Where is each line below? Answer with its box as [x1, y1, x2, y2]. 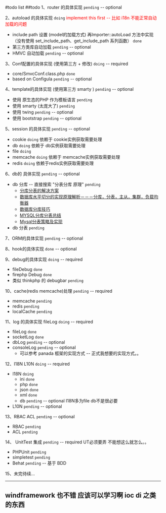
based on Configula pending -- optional [12, 76, 92, 82]
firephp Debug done [12, 272, 52, 277]
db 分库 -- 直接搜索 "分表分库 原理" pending [12, 182, 101, 187]
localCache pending [12, 309, 52, 314]
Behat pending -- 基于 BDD [12, 460, 67, 466]
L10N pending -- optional [12, 403, 62, 409]
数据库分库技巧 [19, 206, 50, 212]
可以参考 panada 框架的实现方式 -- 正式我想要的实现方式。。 [19, 350, 142, 356]
